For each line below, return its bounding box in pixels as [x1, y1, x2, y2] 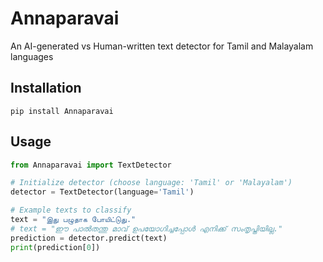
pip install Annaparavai [10, 106, 114, 116]
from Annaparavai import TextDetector [10, 160, 172, 170]
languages [10, 50, 54, 62]
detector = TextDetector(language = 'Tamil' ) [10, 187, 195, 197]
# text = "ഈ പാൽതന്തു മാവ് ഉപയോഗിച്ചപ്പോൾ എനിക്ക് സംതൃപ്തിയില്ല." [10, 223, 283, 234]
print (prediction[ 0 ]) [10, 242, 101, 252]
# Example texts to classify [10, 205, 132, 216]
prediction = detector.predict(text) [10, 233, 168, 243]
